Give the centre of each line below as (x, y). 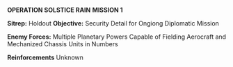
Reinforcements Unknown (45, 57)
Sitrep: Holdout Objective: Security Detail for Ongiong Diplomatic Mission (113, 23)
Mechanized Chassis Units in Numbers (63, 44)
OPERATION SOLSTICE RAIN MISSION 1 (65, 10)
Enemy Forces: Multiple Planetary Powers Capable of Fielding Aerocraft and (117, 37)
